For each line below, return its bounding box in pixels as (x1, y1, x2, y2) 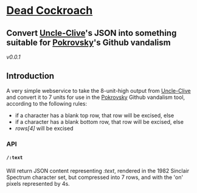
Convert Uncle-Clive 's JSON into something (6, 28, 177, 38)
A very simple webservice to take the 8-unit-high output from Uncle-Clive (6, 87, 191, 94)
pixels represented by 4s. (6, 180, 70, 187)
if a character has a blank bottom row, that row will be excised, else (15, 118, 184, 125)
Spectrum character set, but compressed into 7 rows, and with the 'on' (6, 174, 184, 181)
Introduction (6, 71, 55, 81)
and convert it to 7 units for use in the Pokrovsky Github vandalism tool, (6, 93, 185, 101)
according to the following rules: (6, 100, 88, 107)
